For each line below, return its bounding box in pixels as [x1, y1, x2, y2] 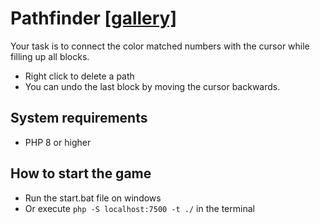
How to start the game [10, 165, 152, 182]
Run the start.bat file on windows [24, 192, 162, 204]
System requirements [10, 110, 148, 127]
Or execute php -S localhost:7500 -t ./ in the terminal [24, 202, 255, 214]
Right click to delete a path [24, 70, 135, 82]
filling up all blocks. [10, 50, 90, 62]
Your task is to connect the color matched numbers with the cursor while [10, 40, 310, 52]
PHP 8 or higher [24, 136, 92, 148]
